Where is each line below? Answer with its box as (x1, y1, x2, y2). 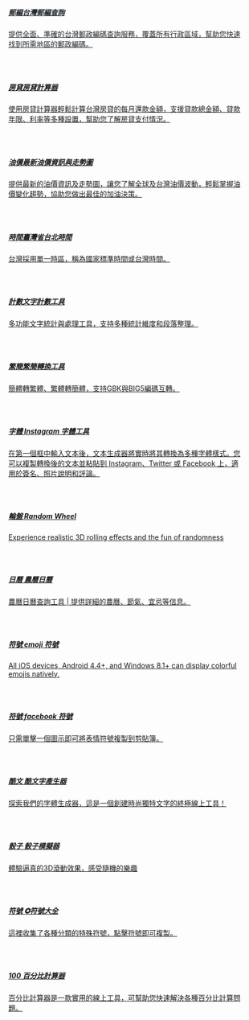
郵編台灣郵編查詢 (8, 8, 65, 17)
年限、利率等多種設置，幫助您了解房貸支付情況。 (8, 113, 170, 124)
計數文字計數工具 (8, 297, 65, 306)
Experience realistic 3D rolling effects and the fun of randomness (8, 532, 224, 542)
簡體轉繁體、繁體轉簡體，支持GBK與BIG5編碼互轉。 (8, 383, 180, 393)
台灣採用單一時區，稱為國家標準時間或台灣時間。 (8, 253, 170, 263)
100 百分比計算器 (8, 971, 66, 981)
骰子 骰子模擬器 (8, 841, 60, 851)
